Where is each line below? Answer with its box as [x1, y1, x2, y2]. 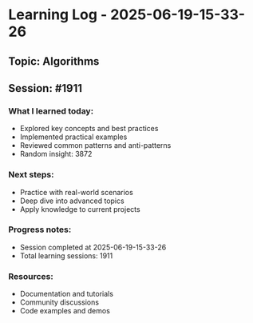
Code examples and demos [19, 306, 110, 316]
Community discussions [19, 297, 100, 307]
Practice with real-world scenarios [19, 187, 133, 197]
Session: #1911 [8, 82, 82, 95]
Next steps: [8, 169, 54, 181]
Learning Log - [8, 6, 108, 24]
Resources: [8, 270, 53, 281]
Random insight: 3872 [19, 150, 93, 159]
